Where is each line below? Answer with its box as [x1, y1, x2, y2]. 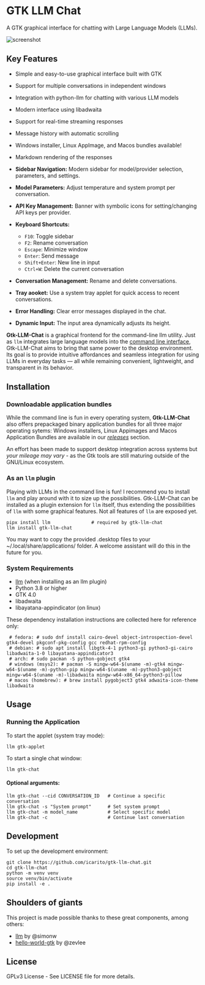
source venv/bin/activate [6, 875, 72, 882]
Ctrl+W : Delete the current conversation [24, 265, 124, 272]
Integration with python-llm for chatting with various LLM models [15, 93, 179, 101]
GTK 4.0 [15, 591, 37, 598]
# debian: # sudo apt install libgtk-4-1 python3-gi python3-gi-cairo [9, 645, 193, 651]
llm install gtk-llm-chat [6, 525, 72, 531]
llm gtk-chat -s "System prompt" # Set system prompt [6, 803, 160, 810]
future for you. [6, 548, 43, 556]
